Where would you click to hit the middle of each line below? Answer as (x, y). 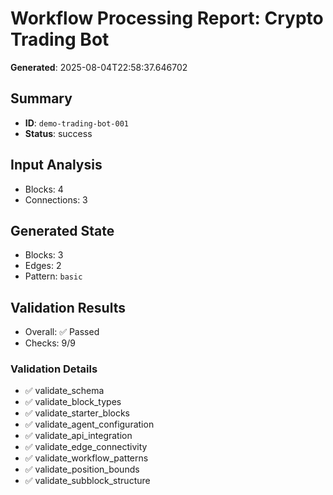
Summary (41, 98)
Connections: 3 (56, 199)
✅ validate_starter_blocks (77, 413)
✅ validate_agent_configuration (89, 424)
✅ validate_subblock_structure (87, 481)
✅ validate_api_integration (78, 436)
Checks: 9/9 (50, 343)
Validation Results (68, 307)
